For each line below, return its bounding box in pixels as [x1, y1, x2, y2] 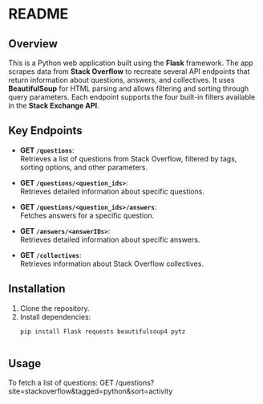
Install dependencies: [19, 312, 91, 321]
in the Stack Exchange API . [8, 101, 99, 110]
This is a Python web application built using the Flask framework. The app [8, 58, 254, 67]
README [8, 5, 69, 23]
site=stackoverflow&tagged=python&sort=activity [8, 386, 173, 396]
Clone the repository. [19, 303, 90, 313]
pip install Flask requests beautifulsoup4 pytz [19, 327, 186, 336]
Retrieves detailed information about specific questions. [19, 186, 204, 196]
